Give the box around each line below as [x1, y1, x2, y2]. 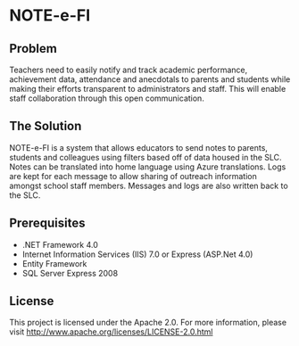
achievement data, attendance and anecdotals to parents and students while [9, 74, 291, 85]
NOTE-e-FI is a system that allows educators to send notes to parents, [9, 142, 268, 152]
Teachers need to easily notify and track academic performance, [9, 64, 248, 75]
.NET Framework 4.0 [21, 239, 98, 250]
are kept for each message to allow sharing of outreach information [9, 170, 257, 181]
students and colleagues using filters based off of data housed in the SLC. [9, 152, 283, 162]
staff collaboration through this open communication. [9, 93, 205, 103]
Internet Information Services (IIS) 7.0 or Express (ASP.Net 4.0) [21, 249, 253, 259]
